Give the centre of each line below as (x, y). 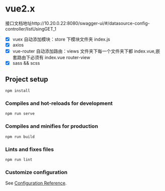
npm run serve (20, 114)
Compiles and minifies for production (52, 126)
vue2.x (20, 9)
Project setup (27, 79)
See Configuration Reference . (36, 183)
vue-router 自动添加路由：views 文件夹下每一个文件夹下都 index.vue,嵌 (86, 51)
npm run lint (19, 159)
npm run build (20, 137)
